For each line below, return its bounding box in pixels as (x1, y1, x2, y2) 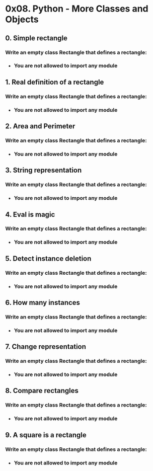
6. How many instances (5, 298, 81, 307)
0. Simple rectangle (5, 34, 68, 42)
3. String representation (5, 166, 82, 175)
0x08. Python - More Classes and (5, 3, 148, 15)
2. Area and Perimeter (5, 122, 75, 131)
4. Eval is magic (5, 210, 55, 219)
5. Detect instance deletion (5, 254, 92, 263)
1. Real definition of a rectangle (5, 77, 104, 86)
